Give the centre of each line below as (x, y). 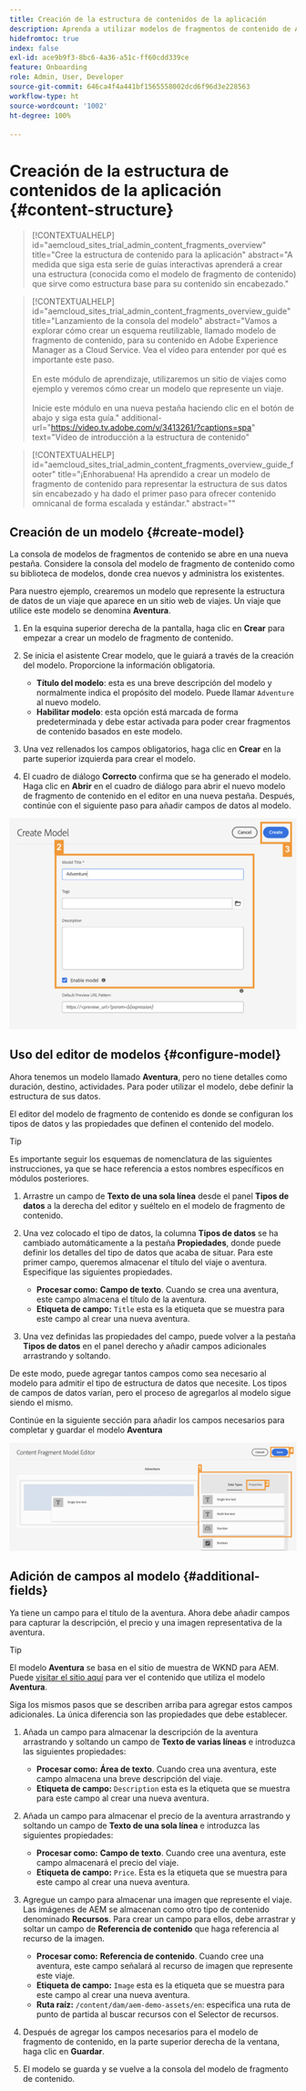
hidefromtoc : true (44, 38)
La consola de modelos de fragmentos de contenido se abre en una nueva (149, 554)
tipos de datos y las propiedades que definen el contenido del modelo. (142, 1123)
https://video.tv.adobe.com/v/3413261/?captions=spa (151, 428)
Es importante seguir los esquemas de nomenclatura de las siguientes (141, 1159)
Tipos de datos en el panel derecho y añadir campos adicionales (144, 1346)
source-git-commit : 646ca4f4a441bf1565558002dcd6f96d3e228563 (130, 87)
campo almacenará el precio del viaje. (107, 1862)
